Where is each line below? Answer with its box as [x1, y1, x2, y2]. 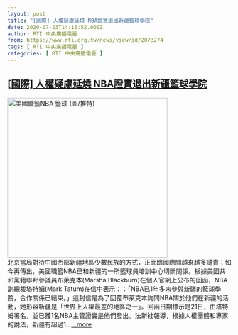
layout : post [7, 10, 46, 18]
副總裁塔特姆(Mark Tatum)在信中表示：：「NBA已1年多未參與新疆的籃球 [7, 285, 215, 293]
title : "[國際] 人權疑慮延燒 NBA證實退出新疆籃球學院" [7, 17, 154, 24]
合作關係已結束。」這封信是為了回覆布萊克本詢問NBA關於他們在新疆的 [19, 293, 223, 302]
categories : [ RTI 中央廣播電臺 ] [7, 50, 103, 57]
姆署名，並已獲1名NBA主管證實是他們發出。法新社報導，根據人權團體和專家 [7, 311, 229, 319]
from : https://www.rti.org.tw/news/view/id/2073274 [7, 37, 163, 44]
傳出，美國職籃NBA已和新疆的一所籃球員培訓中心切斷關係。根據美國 [19, 267, 220, 275]
